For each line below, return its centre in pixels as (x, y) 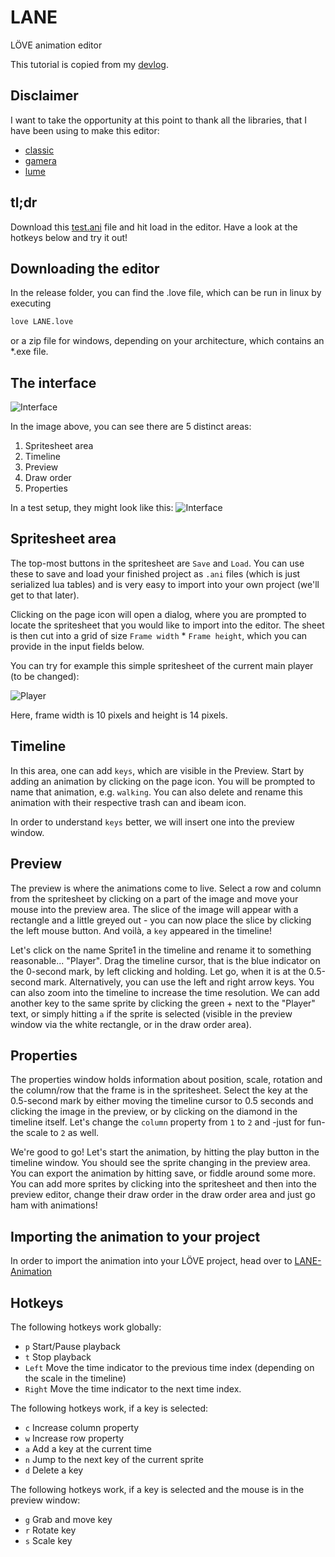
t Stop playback (58, 1357)
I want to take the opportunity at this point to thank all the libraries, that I (158, 120)
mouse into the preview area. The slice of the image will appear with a (154, 909)
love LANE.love (42, 322)
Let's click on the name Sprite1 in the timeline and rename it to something (161, 950)
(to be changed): (45, 676)
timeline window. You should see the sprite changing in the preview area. (160, 1163)
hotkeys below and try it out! (69, 237)
